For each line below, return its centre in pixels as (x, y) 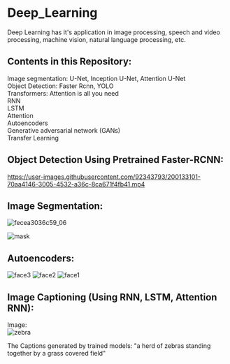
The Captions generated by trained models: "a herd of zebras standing (109, 346)
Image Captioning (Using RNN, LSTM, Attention (112, 297)
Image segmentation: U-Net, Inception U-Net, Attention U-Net (96, 78)
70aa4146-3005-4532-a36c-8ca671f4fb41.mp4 (76, 184)
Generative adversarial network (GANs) (64, 130)
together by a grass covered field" (57, 353)
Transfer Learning (33, 138)
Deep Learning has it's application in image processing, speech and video (114, 32)
